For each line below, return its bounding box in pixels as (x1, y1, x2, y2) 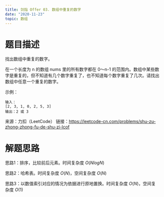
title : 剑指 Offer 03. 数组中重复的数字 (5, 7, 81, 12)
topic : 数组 (5, 16, 28, 21)
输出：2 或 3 (5, 109, 29, 114)
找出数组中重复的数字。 (5, 56, 52, 62)
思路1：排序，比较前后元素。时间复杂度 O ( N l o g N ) (5, 160, 105, 166)
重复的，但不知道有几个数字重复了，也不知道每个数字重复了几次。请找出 (13, 73, 160, 78)
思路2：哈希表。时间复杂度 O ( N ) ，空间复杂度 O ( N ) (5, 170, 107, 176)
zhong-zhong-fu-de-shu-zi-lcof (5, 124, 70, 130)
